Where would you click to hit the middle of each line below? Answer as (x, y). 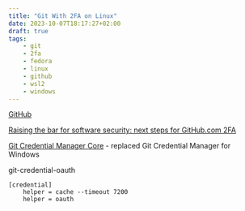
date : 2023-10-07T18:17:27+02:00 (65, 24)
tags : (17, 39)
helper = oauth (49, 200)
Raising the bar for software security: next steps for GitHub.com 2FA (122, 130)
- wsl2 (34, 84)
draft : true (28, 31)
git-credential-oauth (42, 170)
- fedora (38, 62)
